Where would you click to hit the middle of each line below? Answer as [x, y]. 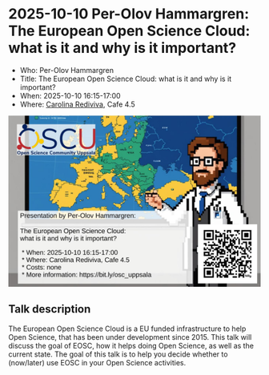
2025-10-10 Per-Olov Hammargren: [129, 14]
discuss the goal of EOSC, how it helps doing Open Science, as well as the [131, 345]
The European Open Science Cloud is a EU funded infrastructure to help [127, 329]
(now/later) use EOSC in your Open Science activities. [97, 362]
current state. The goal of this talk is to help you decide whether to [118, 354]
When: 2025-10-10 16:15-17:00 [70, 95]
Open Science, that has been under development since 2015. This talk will [130, 337]
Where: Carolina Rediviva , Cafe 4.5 [78, 104]
